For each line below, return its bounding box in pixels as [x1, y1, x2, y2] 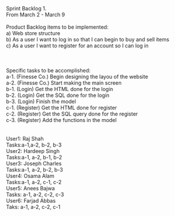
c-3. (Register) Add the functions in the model [6, 117, 117, 123]
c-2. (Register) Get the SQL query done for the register [6, 110, 138, 117]
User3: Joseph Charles [6, 160, 62, 167]
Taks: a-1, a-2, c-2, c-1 [6, 204, 60, 210]
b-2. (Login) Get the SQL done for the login [6, 92, 110, 99]
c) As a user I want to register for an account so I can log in [6, 42, 149, 49]
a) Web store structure [6, 30, 60, 37]
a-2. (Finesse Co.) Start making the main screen [6, 79, 122, 86]
